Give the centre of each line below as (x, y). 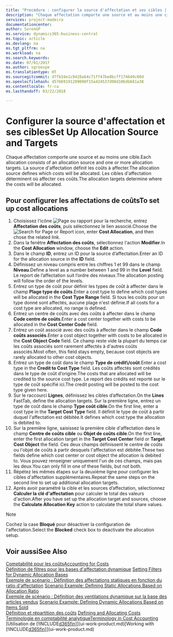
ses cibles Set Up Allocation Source (82, 132)
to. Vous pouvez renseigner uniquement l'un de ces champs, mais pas (88, 461)
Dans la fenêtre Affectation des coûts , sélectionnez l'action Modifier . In (89, 243)
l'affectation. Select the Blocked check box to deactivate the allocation (80, 530)
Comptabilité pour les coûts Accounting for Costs (57, 564)
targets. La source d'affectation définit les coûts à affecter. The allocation (83, 168)
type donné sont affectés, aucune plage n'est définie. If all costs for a (86, 303)
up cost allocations (37, 208)
